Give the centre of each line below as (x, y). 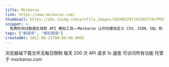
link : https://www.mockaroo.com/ (40, 15)
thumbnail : (17, 19)
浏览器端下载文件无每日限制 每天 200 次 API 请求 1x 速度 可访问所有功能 (79, 53)
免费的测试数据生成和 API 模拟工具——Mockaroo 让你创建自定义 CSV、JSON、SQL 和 (86, 29)
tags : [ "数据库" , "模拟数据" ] (34, 33)
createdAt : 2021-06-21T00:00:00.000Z (45, 38)
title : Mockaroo (22, 10)
